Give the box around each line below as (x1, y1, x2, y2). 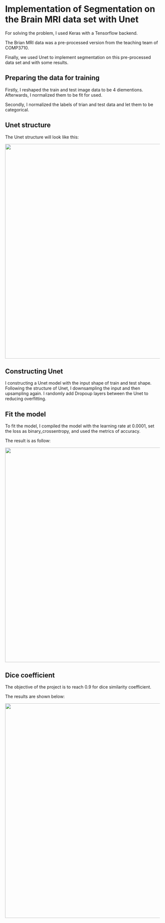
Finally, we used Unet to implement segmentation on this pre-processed (5, 54, 151, 60)
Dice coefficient (5, 671, 55, 679)
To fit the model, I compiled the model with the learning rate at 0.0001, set (5, 423, 155, 429)
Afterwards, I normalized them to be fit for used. (5, 92, 103, 98)
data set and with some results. (5, 59, 69, 65)
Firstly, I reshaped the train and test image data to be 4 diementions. (5, 87, 143, 93)
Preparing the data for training (5, 74, 100, 82)
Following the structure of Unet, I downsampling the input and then (5, 385, 140, 391)
